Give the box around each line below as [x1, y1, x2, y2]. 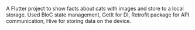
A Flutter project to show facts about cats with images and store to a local [6, 5, 184, 12]
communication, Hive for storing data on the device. [6, 18, 132, 24]
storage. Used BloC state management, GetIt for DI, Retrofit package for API [6, 11, 189, 18]
